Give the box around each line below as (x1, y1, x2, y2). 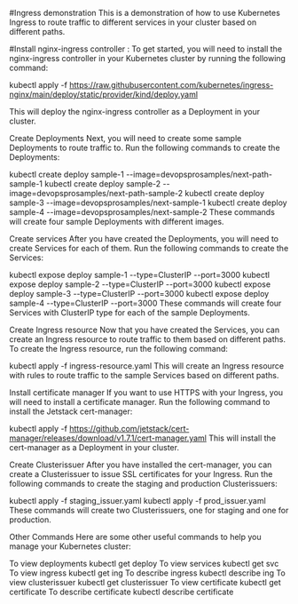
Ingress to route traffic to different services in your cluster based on (9, 17, 257, 28)
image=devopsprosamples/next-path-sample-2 (9, 188, 184, 198)
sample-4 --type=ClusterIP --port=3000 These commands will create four (9, 298, 282, 308)
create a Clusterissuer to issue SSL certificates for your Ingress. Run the (9, 469, 273, 479)
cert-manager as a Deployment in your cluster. (9, 442, 180, 452)
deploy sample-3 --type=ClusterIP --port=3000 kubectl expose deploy (9, 289, 270, 298)
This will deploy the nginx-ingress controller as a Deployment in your (9, 107, 261, 116)
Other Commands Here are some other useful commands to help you (9, 532, 262, 542)
